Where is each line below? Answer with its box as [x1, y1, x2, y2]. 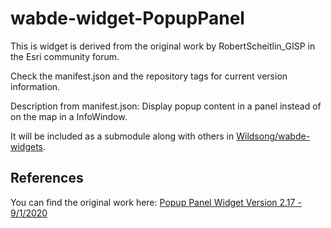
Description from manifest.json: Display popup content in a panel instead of [10, 100, 322, 112]
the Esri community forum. [10, 50, 120, 62]
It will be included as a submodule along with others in [10, 130, 235, 142]
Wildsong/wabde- [236, 130, 311, 142]
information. [10, 80, 61, 92]
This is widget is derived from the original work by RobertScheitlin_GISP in [10, 40, 316, 52]
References [10, 170, 84, 187]
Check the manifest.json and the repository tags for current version [10, 70, 288, 82]
